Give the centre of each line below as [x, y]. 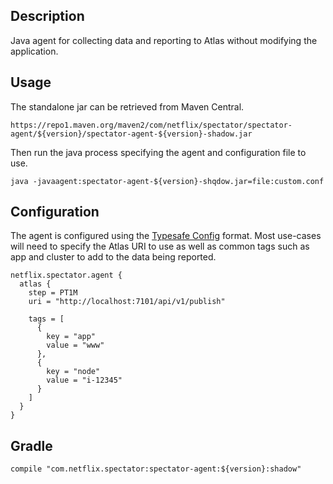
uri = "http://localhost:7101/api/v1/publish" [127, 302]
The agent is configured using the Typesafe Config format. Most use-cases [166, 236]
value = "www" [75, 345]
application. [34, 51]
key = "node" [73, 372]
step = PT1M [53, 293]
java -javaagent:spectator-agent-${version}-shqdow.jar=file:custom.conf [167, 181]
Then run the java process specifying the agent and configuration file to [158, 152]
